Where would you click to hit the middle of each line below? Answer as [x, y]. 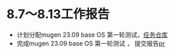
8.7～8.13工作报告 [58, 14]
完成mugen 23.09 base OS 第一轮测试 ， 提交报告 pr [91, 43]
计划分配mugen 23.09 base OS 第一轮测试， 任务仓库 [92, 35]
